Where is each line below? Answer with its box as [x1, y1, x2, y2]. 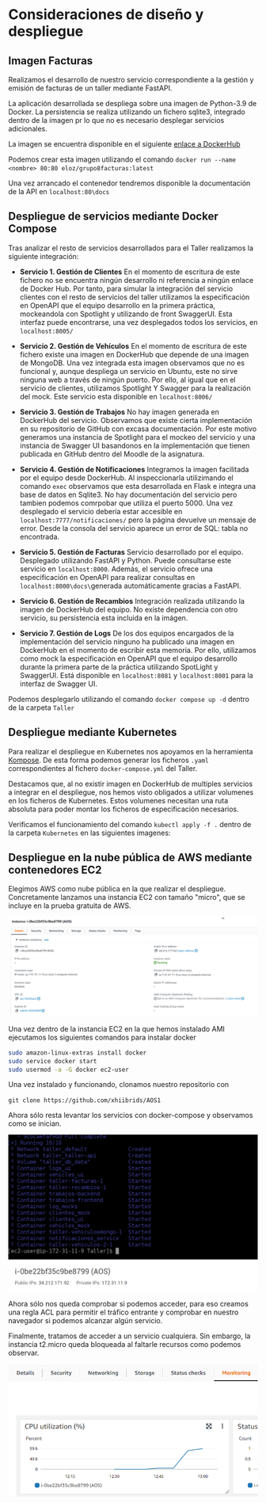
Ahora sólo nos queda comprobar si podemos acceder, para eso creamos [8, 1299, 249, 1308]
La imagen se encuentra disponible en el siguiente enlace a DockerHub [8, 139, 241, 148]
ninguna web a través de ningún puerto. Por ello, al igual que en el [19, 375, 236, 384]
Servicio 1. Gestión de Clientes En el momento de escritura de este [19, 267, 240, 277]
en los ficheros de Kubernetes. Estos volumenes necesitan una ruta [8, 795, 229, 805]
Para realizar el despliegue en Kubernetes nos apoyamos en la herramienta [8, 746, 253, 756]
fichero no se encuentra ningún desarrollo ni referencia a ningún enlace [19, 275, 254, 284]
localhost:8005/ [19, 327, 74, 335]
